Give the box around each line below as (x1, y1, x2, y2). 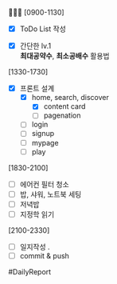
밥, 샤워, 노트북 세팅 (19, 189, 82, 199)
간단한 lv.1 (19, 41, 52, 51)
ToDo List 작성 (19, 24, 66, 34)
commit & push (19, 250, 70, 260)
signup (31, 129, 55, 138)
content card (43, 102, 86, 111)
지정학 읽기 (19, 209, 55, 219)
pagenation (43, 110, 81, 120)
